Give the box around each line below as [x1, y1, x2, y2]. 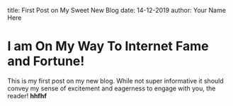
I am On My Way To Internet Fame [7, 38, 209, 54]
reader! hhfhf [7, 91, 47, 100]
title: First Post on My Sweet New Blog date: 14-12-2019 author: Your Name [7, 6, 227, 14]
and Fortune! [7, 53, 85, 69]
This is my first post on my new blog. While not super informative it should [7, 76, 225, 85]
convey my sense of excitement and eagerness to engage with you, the [7, 84, 216, 93]
